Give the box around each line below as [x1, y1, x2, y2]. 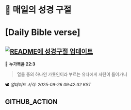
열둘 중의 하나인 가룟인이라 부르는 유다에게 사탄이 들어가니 [16, 71, 128, 78]
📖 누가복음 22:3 [5, 61, 35, 67]
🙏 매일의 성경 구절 [5, 4, 72, 16]
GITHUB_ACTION [5, 97, 58, 106]
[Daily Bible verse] [5, 27, 81, 38]
